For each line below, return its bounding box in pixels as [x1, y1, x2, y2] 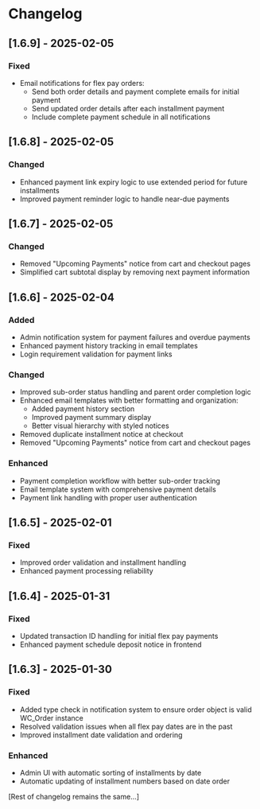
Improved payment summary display [31, 413, 152, 422]
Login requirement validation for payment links [19, 349, 173, 359]
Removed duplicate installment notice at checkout [19, 430, 184, 439]
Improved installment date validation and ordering [19, 729, 183, 740]
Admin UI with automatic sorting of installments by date [19, 768, 202, 777]
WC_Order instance [19, 713, 83, 722]
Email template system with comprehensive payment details [19, 484, 216, 494]
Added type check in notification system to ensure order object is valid [19, 705, 252, 714]
